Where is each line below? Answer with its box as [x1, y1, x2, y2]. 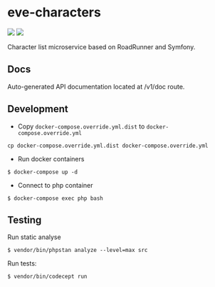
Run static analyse [7, 233, 62, 241]
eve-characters [7, 4, 101, 21]
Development [7, 103, 69, 115]
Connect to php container [17, 181, 94, 189]
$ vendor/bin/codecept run [7, 273, 88, 281]
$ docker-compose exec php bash [7, 194, 103, 202]
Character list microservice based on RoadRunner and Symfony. [7, 42, 196, 51]
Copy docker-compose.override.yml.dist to [17, 122, 145, 131]
